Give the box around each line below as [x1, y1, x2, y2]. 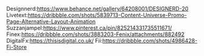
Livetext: [6, 11, 28, 19]
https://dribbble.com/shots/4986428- [102, 37, 198, 44]
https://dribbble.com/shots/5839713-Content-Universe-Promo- [27, 11, 188, 19]
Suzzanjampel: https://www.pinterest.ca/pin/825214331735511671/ [6, 24, 172, 31]
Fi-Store [6, 43, 27, 51]
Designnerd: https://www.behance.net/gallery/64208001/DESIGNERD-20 [6, 5, 189, 12]
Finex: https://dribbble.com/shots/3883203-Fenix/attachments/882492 [6, 31, 185, 38]
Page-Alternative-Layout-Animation [6, 18, 96, 25]
